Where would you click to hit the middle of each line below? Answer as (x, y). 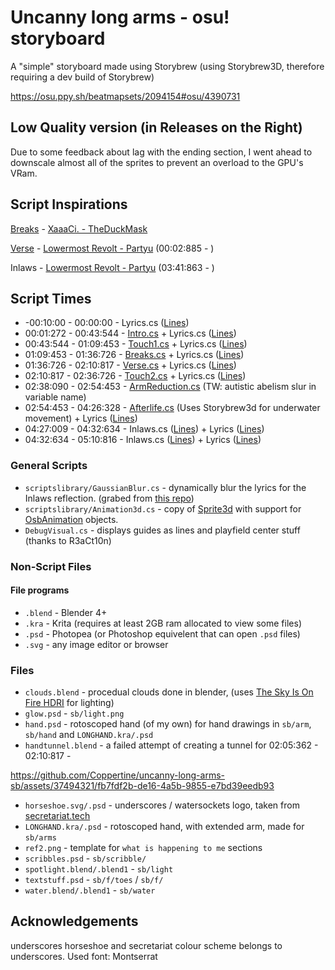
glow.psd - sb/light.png (74, 713)
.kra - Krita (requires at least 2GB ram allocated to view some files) (163, 623)
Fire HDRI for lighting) (69, 703)
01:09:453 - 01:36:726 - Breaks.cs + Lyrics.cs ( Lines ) (134, 355)
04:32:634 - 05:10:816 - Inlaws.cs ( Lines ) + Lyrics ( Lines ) (143, 440)
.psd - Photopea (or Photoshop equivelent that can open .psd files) (162, 633)
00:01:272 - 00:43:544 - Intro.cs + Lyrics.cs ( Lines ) (130, 333)
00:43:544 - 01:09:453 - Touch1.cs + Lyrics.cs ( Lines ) (136, 344)
